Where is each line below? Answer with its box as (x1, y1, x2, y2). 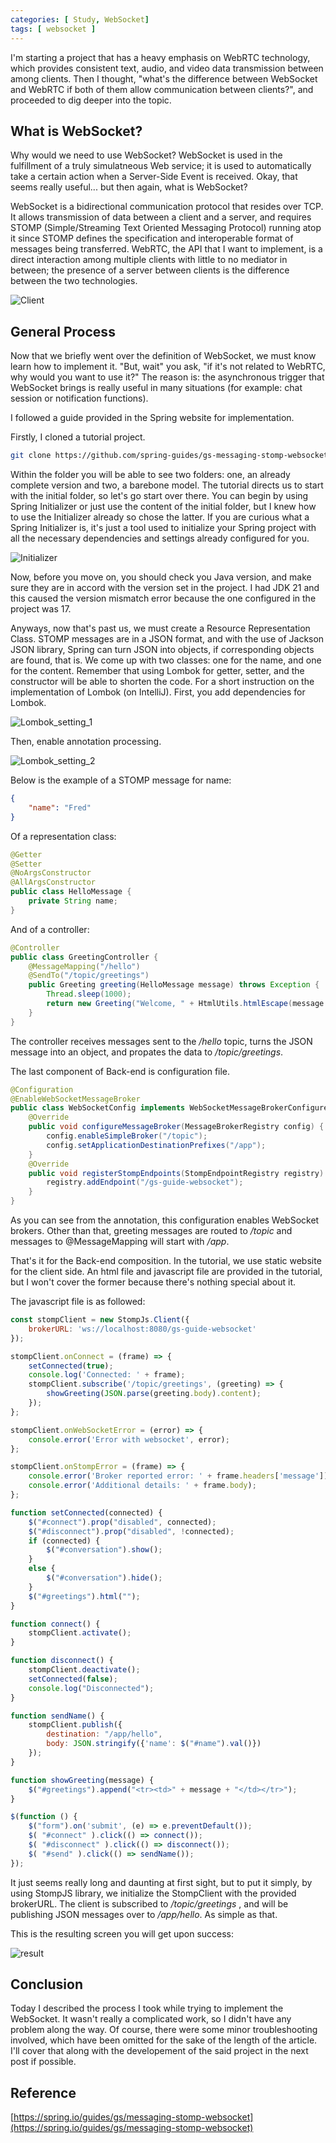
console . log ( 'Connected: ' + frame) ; (28, 1370, 186, 1380)
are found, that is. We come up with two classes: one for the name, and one (10, 654, 322, 666)
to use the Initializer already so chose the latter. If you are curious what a (10, 511, 310, 523)
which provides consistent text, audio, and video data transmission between (10, 62, 324, 74)
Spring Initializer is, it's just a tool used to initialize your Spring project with (10, 522, 317, 533)
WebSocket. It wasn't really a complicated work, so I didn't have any (10, 2013, 292, 2025)
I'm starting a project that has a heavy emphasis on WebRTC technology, (10, 51, 311, 63)
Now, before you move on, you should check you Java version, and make (10, 571, 312, 583)
